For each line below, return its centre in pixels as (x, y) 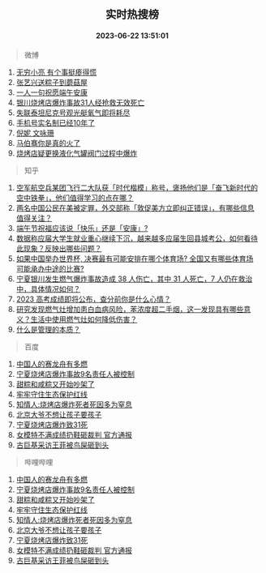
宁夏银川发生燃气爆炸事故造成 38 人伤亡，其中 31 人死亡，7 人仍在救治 (134, 279)
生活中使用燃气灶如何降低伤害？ (84, 319)
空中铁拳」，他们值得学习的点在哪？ (75, 198)
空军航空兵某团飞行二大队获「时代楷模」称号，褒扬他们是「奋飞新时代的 (137, 187)
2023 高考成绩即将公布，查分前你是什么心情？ (94, 299)
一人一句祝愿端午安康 (51, 92)
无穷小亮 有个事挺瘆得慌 (56, 72)
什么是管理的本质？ (48, 329)
